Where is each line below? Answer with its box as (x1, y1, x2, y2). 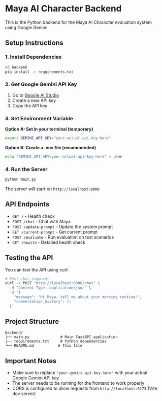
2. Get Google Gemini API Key (5, 81, 77, 88)
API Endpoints (5, 200, 50, 208)
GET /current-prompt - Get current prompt (12, 229, 98, 234)
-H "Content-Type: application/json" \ (9, 285, 92, 291)
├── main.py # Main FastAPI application (5, 334, 118, 340)
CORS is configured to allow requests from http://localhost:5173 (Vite (12, 385, 158, 392)
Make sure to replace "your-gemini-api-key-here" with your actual (12, 370, 148, 376)
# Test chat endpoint (5, 276, 50, 281)
